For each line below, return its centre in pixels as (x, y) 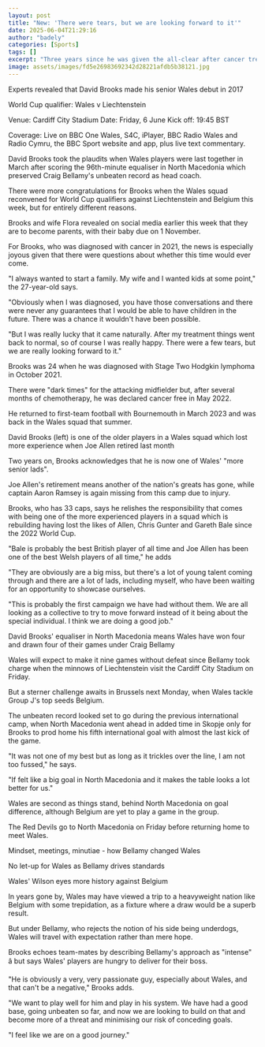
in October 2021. (35, 374)
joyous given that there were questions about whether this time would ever (129, 255)
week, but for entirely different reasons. (72, 207)
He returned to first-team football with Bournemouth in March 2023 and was (132, 413)
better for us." (31, 788)
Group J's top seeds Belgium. (56, 700)
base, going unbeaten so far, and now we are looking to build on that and (127, 1011)
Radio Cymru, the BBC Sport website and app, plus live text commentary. (127, 143)
